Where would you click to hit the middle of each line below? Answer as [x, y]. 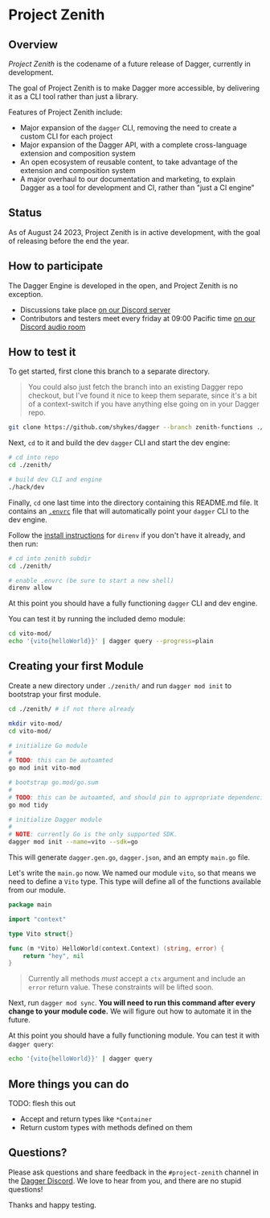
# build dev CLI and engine [55, 480]
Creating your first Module [76, 666]
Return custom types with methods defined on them [106, 1127]
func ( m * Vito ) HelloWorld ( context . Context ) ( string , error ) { [117, 948]
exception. [26, 294]
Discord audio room [53, 327]
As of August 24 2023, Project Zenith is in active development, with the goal [135, 232]
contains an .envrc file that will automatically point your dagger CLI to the [129, 511]
